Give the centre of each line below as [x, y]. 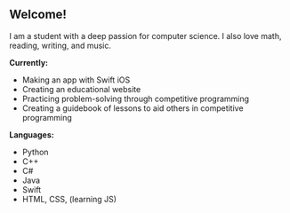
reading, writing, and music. [60, 45]
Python [35, 152]
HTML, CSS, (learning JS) [69, 199]
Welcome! [38, 15]
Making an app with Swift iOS [76, 80]
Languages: [32, 134]
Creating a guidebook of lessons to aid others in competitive [133, 108]
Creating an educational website [81, 89]
